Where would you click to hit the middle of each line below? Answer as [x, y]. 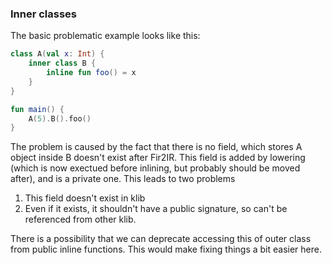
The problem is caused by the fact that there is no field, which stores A [156, 147]
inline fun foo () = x [91, 73]
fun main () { [37, 109]
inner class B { [62, 63]
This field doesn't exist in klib [85, 198]
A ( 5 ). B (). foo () [60, 118]
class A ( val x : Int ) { [57, 54]
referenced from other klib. [80, 219]
